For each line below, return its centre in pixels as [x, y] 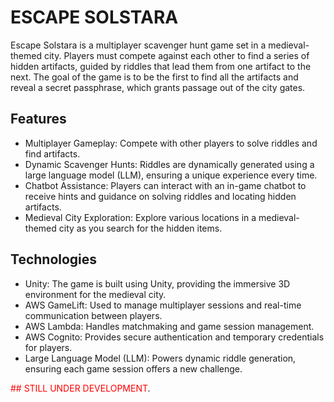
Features [38, 119]
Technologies [54, 259]
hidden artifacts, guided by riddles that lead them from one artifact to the [161, 66]
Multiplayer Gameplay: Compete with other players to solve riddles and [171, 143]
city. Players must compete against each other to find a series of [176, 55]
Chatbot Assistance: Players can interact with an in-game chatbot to [165, 185]
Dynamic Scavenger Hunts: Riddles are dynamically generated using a [169, 164]
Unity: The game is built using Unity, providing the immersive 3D [157, 283]
